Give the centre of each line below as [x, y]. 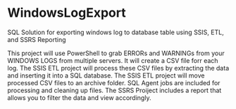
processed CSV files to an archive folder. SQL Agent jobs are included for [114, 82]
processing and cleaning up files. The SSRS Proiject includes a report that [114, 90]
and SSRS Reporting [37, 39]
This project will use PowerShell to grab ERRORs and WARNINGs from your [116, 53]
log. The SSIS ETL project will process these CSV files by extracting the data [118, 68]
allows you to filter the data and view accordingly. [79, 97]
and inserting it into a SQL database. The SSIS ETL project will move [106, 75]
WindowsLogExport [67, 13]
